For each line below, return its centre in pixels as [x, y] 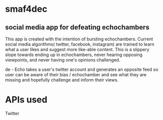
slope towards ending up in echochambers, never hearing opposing [74, 55]
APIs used [26, 100]
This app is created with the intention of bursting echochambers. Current [79, 39]
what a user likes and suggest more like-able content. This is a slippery [77, 49]
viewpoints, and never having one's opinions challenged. [63, 60]
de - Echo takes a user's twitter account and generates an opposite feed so [82, 69]
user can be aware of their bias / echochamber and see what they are [76, 75]
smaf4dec [26, 9]
